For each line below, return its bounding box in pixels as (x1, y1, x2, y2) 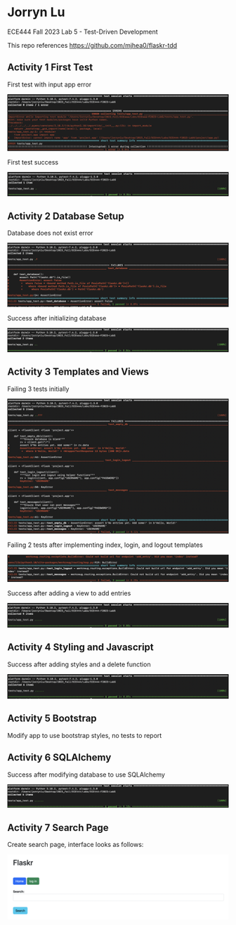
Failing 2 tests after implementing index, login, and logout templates (7, 541, 204, 549)
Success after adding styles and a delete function (7, 660, 151, 668)
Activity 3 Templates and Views (7, 366, 150, 378)
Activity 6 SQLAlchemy (7, 751, 112, 763)
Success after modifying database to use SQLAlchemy (7, 770, 165, 779)
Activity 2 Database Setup (7, 210, 124, 222)
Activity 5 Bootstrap (7, 713, 97, 725)
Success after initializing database (7, 314, 107, 323)
